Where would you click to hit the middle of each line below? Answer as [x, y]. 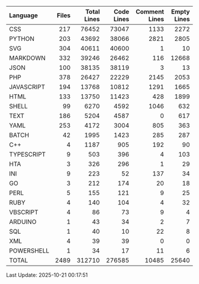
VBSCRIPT [24, 212]
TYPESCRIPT [28, 154]
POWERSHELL [29, 251]
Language [24, 15]
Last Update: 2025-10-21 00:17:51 [47, 275]
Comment [150, 12]
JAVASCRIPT [27, 87]
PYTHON [22, 39]
